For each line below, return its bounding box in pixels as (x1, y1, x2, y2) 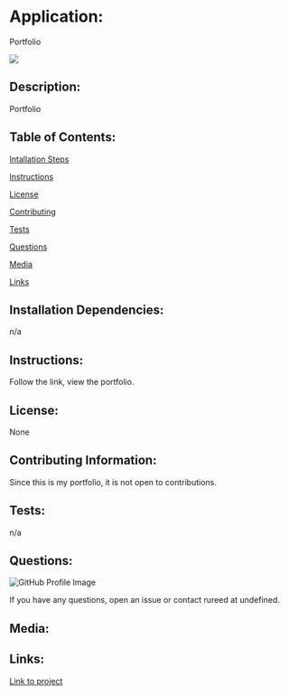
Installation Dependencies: (9, 302, 164, 317)
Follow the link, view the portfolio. (9, 377, 135, 388)
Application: (9, 6, 104, 27)
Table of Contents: (9, 129, 117, 146)
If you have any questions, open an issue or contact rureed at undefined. (9, 595, 280, 606)
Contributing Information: (9, 453, 157, 468)
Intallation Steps (9, 154, 70, 164)
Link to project (9, 675, 63, 686)
